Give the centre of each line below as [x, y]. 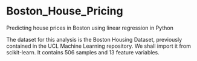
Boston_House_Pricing [65, 11]
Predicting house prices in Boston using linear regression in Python [90, 28]
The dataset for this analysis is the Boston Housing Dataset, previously [94, 39]
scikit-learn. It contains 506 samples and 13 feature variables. [83, 52]
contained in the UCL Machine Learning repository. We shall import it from [99, 46]
